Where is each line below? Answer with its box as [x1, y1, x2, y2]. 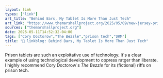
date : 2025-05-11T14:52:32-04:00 [5, 30, 73, 34]
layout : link [5, 7, 32, 12]
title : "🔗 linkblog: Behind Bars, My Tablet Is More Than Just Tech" [5, 39, 149, 44]
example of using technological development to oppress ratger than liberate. [5, 57, 158, 63]
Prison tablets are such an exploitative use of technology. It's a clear [5, 52, 142, 58]
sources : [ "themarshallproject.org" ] [5, 25, 81, 30]
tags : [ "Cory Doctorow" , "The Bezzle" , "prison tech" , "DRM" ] [5, 34, 127, 39]
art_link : [5, 20, 25, 26]
